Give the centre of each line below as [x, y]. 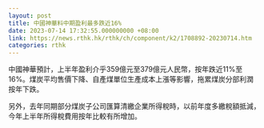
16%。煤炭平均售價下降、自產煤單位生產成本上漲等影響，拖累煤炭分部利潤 [131, 79]
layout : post [30, 16]
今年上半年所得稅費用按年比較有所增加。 [75, 116]
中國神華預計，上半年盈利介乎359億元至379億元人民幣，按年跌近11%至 [125, 70]
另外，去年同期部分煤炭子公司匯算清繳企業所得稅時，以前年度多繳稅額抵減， [134, 106]
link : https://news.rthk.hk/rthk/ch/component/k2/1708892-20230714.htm [130, 38]
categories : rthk [37, 46]
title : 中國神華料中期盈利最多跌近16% [65, 23]
